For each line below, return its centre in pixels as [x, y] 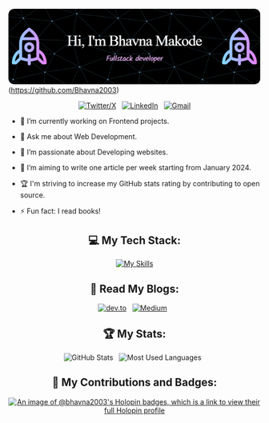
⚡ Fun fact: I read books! [60, 211]
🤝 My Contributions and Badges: [134, 383]
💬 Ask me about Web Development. [78, 137]
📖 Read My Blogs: [134, 289]
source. [32, 195]
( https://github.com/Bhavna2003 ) [64, 90]
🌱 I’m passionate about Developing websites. [94, 152]
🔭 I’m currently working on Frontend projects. [94, 122]
